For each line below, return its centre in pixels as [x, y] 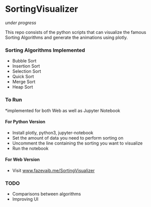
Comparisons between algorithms [46, 194]
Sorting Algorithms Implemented [45, 50]
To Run [14, 100]
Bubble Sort [24, 61]
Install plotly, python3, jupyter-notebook [53, 133]
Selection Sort [27, 71]
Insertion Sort [26, 66]
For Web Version [23, 160]
